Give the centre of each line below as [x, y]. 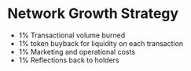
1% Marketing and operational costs [77, 51]
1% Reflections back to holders [69, 60]
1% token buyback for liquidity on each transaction [101, 43]
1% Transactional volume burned [72, 35]
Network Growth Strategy [93, 14]
